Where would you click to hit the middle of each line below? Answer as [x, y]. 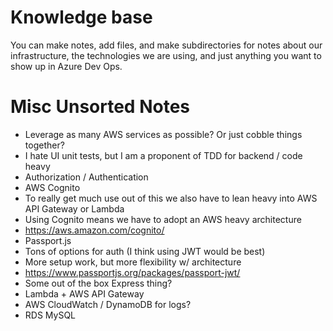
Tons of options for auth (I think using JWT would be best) [145, 251]
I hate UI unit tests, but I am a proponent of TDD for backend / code [163, 155]
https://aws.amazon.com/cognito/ [94, 230]
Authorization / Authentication [86, 177]
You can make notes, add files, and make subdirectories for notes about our [166, 45]
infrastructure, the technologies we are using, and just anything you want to [166, 55]
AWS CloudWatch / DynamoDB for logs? [108, 304]
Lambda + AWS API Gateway [84, 293]
